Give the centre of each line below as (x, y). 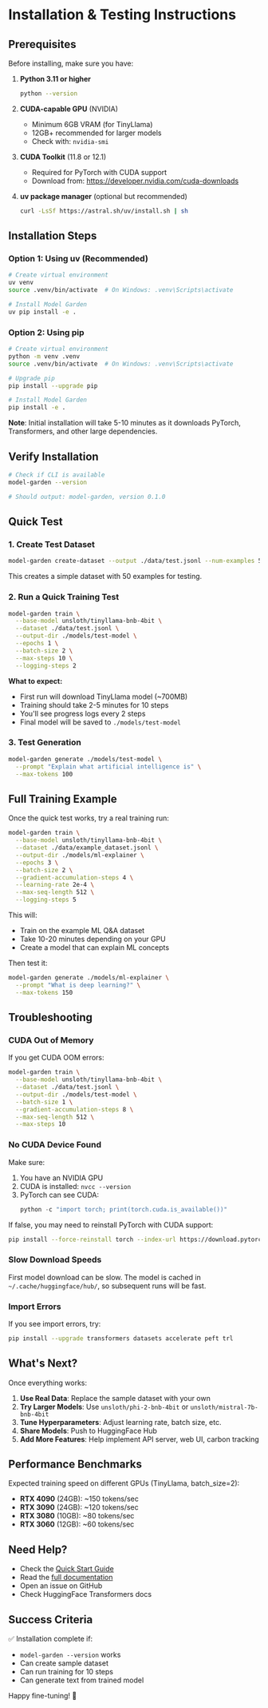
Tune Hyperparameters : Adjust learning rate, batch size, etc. (120, 1422)
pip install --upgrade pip (53, 385)
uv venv (21, 283)
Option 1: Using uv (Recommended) (79, 259)
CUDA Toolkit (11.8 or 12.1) (63, 157)
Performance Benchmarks (75, 1465)
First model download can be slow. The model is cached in (104, 1277)
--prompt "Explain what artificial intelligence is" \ (108, 766)
